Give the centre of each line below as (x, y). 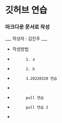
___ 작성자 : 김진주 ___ (26, 39)
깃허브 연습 (26, 10)
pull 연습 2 (37, 108)
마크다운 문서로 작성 (28, 27)
